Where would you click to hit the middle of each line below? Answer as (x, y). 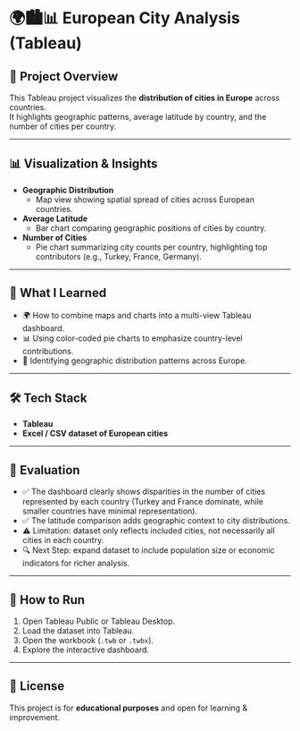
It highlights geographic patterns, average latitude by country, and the (138, 117)
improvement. (35, 717)
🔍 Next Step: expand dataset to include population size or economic (148, 550)
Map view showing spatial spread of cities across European (145, 200)
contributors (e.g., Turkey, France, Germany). (119, 256)
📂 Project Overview (64, 76)
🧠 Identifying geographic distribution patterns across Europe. (134, 361)
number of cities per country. (63, 126)
